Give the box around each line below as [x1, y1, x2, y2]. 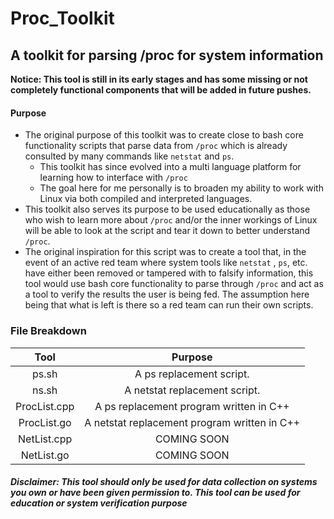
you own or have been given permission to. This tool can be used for [10, 487, 301, 499]
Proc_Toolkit [10, 7, 115, 30]
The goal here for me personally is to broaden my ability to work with [39, 182, 324, 194]
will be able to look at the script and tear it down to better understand [24, 225, 311, 237]
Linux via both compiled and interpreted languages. [39, 193, 253, 205]
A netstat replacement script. [124, 383, 261, 397]
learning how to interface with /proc [39, 172, 188, 184]
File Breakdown [10, 324, 87, 338]
